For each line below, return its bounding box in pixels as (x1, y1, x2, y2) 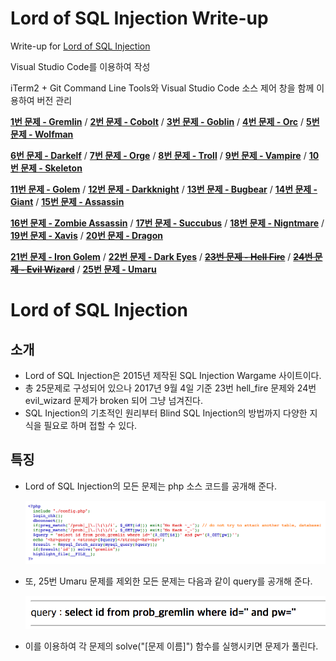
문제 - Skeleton (20, 162, 83, 174)
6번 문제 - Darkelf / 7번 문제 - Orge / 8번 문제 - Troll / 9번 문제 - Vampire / (10, 149, 307, 161)
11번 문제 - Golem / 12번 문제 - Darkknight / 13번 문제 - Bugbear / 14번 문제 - (10, 183, 318, 195)
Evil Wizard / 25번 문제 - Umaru (26, 263, 157, 275)
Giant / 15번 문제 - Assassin (10, 195, 125, 207)
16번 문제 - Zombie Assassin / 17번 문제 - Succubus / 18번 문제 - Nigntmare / (10, 217, 325, 229)
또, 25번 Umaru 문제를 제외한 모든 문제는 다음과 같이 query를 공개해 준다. (24, 575, 313, 587)
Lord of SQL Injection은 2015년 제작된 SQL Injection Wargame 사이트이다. (24, 369, 322, 381)
